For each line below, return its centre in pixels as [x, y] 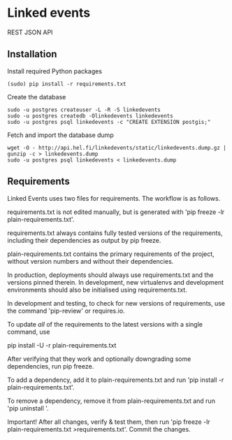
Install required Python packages [55, 71]
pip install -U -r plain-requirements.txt [62, 345]
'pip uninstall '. [28, 408]
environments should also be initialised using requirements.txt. [97, 290]
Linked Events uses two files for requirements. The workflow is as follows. [114, 198]
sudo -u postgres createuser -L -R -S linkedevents [84, 110]
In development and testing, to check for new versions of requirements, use [116, 303]
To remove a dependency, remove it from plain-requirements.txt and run [111, 401]
